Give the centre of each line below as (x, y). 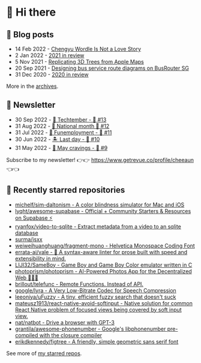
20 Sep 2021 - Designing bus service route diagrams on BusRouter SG (102, 68)
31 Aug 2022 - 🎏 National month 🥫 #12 (62, 126)
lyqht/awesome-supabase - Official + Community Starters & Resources (103, 211)
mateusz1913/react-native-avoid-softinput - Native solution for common (104, 303)
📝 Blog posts (30, 35)
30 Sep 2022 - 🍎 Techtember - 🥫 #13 (61, 119)
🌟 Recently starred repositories (66, 190)
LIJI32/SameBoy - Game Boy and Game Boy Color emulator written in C (103, 265)
